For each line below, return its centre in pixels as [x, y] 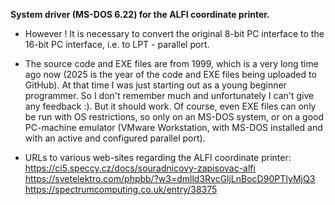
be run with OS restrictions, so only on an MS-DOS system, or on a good [174, 117]
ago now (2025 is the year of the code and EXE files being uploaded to [170, 74]
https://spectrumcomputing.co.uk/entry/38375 [121, 189]
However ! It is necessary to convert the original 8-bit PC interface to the [174, 33]
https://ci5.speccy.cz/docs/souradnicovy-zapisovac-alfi [140, 168]
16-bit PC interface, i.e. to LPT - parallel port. [117, 44]
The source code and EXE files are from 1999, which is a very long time [171, 63]
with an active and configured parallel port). [115, 138]
